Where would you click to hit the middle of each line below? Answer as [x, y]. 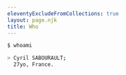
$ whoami [20, 46]
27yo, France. [34, 65]
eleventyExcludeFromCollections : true [63, 14]
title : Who [23, 26]
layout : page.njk [32, 20]
